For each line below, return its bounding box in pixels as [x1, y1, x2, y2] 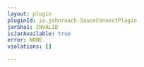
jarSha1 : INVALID [7, 23, 59, 30]
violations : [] [7, 43, 52, 50]
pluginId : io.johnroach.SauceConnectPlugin [7, 17, 138, 24]
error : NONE [7, 37, 42, 44]
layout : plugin [7, 10, 52, 18]
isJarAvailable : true [7, 30, 71, 37]
